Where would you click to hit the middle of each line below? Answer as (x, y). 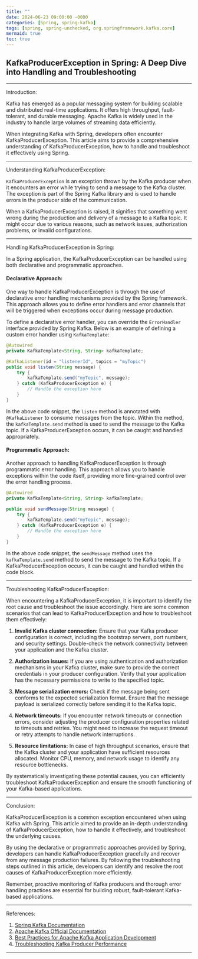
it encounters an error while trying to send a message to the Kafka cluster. (96, 187)
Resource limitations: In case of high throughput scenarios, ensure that (102, 746)
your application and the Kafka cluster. (62, 649)
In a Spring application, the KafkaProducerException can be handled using (97, 258)
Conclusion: (21, 805)
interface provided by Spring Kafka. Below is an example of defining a (91, 328)
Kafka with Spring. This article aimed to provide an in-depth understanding (97, 823)
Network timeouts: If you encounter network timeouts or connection (98, 715)
